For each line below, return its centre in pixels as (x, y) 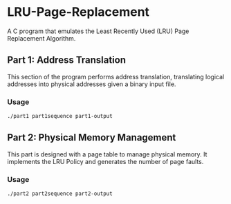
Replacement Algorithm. (41, 38)
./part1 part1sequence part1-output (60, 116)
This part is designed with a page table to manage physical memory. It (107, 154)
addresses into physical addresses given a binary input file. (92, 84)
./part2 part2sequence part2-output (60, 194)
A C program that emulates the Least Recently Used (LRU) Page (98, 31)
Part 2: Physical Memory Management (92, 137)
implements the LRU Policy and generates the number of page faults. (105, 161)
